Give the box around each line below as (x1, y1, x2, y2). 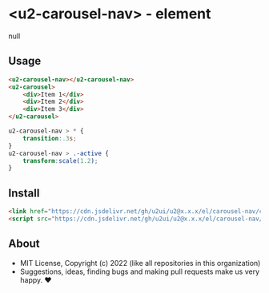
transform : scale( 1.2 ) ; (22, 156, 98, 164)
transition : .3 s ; (22, 134, 78, 142)
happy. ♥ (19, 275, 52, 284)
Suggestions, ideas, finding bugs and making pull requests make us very (19, 267, 260, 276)
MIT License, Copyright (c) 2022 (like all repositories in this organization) (19, 258, 261, 267)
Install (8, 186, 40, 200)
